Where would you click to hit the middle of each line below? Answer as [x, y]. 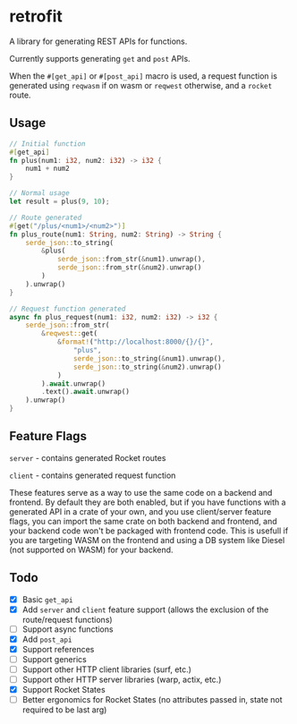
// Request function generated [68, 309]
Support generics [54, 659]
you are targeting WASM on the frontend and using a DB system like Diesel [147, 540]
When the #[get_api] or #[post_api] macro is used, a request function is [143, 76]
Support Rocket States [64, 690]
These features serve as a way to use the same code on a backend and [141, 492]
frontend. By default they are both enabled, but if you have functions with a [148, 502]
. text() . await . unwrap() [85, 392]
